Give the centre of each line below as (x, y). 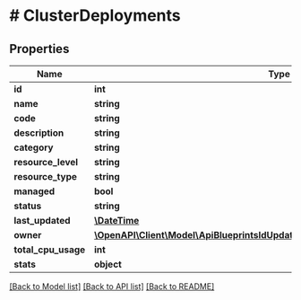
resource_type (46, 176)
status (28, 206)
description (39, 133)
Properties (39, 49)
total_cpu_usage (50, 250)
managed (34, 191)
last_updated (42, 221)
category (34, 147)
